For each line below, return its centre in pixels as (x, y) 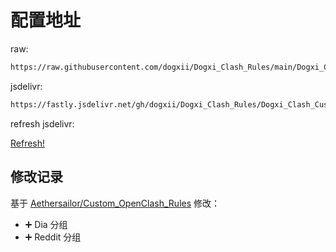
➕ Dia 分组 (46, 224)
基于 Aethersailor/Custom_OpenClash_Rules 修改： (115, 203)
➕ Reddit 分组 (53, 237)
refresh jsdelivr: (42, 123)
